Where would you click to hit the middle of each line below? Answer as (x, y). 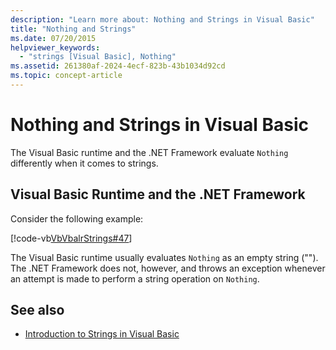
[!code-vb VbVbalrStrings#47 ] (71, 238)
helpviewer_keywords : (55, 47)
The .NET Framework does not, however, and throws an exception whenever (168, 268)
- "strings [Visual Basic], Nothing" (98, 57)
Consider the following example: (77, 218)
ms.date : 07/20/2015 (53, 38)
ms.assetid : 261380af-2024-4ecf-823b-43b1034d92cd (118, 66)
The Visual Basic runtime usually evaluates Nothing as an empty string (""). (164, 257)
